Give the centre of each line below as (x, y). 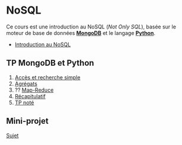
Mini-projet (27, 121)
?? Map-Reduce (34, 90)
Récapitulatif (30, 96)
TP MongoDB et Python (50, 63)
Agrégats (26, 83)
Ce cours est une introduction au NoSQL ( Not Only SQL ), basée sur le (91, 27)
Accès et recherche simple (47, 77)
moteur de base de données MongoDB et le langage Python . (81, 33)
